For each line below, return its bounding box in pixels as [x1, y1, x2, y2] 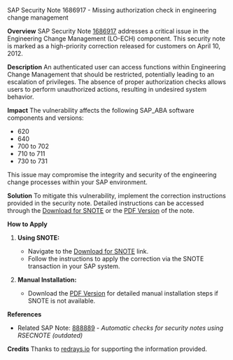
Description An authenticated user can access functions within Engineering [7, 63, 226, 71]
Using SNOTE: [17, 234, 60, 242]
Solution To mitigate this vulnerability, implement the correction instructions [7, 192, 226, 200]
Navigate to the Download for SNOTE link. [27, 247, 149, 255]
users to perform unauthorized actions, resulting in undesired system [7, 85, 207, 93]
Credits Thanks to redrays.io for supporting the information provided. [7, 345, 208, 353]
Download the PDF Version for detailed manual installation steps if [27, 289, 219, 297]
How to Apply [7, 220, 48, 228]
